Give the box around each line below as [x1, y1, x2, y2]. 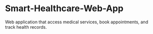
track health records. [5, 24, 47, 30]
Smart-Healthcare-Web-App [5, 3, 124, 14]
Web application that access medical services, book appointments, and [5, 19, 149, 25]
